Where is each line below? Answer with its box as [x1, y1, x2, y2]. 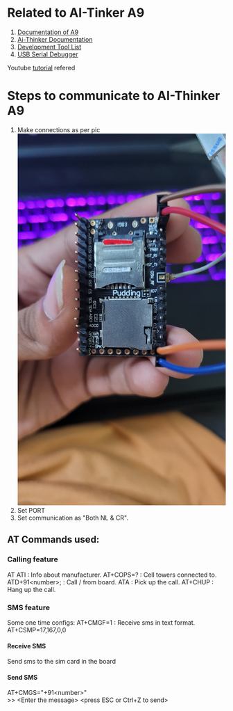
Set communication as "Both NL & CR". [17, 513, 128, 522]
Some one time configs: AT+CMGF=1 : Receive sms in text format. [7, 618, 196, 627]
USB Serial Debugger [17, 50, 78, 58]
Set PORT [17, 506, 46, 515]
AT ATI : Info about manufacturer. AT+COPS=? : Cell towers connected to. [7, 570, 217, 579]
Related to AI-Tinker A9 [7, 5, 145, 21]
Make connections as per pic [17, 125, 101, 134]
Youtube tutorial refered [7, 63, 76, 72]
